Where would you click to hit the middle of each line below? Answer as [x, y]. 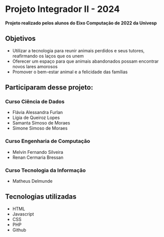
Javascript [23, 214]
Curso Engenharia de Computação [48, 141]
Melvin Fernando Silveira [38, 152]
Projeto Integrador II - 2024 [63, 9]
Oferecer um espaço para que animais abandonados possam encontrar [85, 61]
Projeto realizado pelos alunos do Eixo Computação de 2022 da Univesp [81, 23]
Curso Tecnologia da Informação [45, 170]
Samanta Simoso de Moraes [41, 123]
